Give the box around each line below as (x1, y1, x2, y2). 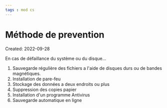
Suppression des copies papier (12, 86, 77, 92)
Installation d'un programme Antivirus (12, 91, 90, 98)
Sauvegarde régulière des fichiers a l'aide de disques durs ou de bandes (12, 65, 162, 71)
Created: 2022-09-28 (5, 46, 50, 52)
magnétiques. (12, 70, 41, 76)
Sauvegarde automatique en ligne (12, 97, 82, 103)
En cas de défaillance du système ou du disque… (5, 55, 106, 61)
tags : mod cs (5, 7, 35, 13)
